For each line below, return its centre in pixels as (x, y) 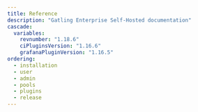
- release (28, 98)
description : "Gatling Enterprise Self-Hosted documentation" (99, 20)
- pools (25, 85)
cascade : (20, 26)
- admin (25, 78)
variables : (29, 33)
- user (23, 72)
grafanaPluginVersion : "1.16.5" (67, 53)
